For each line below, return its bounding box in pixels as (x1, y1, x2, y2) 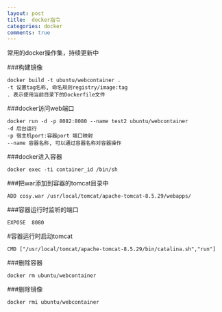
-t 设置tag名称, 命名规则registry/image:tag (7, 84, 128, 91)
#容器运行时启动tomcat (7, 232, 73, 240)
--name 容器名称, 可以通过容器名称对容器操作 (7, 140, 122, 147)
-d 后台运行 (7, 125, 38, 132)
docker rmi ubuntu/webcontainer (7, 299, 99, 306)
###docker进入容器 (7, 153, 63, 161)
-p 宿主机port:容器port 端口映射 (7, 133, 94, 140)
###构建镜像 (7, 63, 43, 72)
